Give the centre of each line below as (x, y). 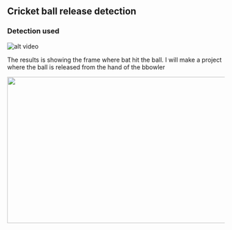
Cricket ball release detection (72, 11)
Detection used (33, 31)
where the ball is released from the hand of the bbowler (86, 67)
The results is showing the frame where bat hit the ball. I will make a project (115, 60)
